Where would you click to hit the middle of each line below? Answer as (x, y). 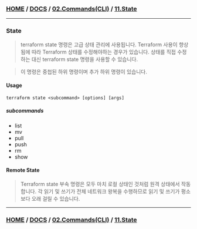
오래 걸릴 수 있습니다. (56, 198)
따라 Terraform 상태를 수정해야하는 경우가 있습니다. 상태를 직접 (103, 52)
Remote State (23, 170)
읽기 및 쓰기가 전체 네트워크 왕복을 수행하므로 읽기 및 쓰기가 (112, 191)
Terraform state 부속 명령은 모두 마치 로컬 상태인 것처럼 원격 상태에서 (100, 184)
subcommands (25, 111)
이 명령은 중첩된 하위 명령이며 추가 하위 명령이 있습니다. (84, 72)
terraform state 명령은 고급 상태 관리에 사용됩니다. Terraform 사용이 (99, 44)
